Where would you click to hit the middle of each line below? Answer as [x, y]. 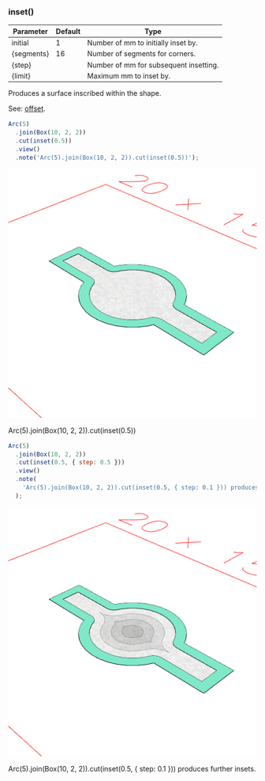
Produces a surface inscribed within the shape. [85, 93]
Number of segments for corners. [141, 54]
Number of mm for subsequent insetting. [153, 65]
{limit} [21, 76]
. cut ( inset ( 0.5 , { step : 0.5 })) [70, 463]
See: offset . [27, 108]
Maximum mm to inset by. [129, 76]
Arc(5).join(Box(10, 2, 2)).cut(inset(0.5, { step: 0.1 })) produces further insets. [132, 768]
